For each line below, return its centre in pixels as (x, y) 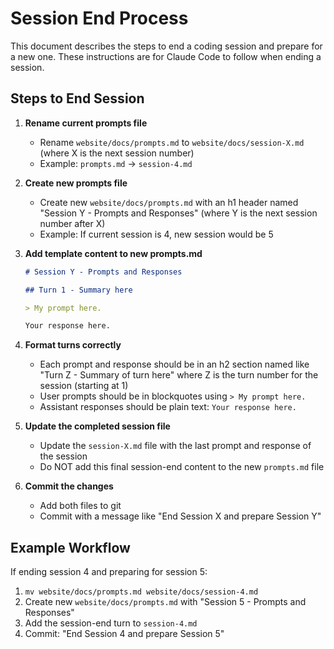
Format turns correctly (73, 345)
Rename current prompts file (86, 123)
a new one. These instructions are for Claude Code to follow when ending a (166, 56)
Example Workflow (70, 547)
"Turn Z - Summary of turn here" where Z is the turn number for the (179, 375)
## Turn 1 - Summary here (78, 290)
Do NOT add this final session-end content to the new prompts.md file (182, 467)
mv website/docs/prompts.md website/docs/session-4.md (141, 592)
